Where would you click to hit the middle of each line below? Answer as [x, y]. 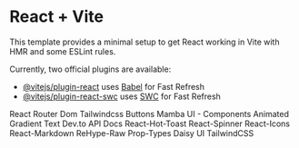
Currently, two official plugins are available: [90, 69]
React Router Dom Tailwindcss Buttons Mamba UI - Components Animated [149, 113]
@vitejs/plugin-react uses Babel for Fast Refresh [114, 86]
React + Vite [57, 17]
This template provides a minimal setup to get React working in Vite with [145, 42]
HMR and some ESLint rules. [63, 51]
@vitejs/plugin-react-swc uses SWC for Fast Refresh [121, 96]
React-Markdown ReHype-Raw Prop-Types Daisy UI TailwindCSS [132, 133]
